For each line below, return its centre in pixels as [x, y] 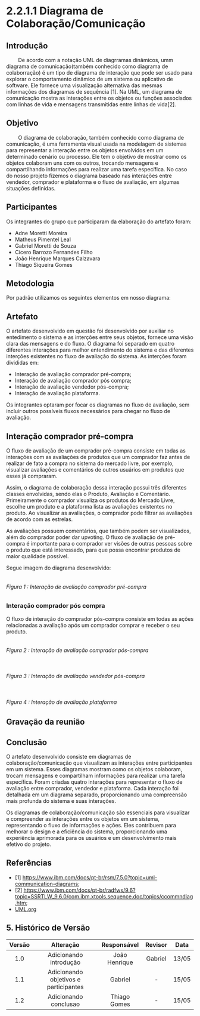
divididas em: [23, 363]
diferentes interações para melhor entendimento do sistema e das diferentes [100, 350]
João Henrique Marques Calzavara [57, 258]
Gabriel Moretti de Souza [45, 245]
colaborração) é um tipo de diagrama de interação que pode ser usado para [99, 73]
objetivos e [65, 979]
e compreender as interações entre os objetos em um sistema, [83, 819]
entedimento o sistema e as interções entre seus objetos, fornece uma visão [100, 337]
